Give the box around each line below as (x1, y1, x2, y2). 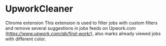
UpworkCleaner (5, 3, 74, 15)
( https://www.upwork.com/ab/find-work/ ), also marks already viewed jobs (5, 30, 161, 36)
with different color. (5, 36, 46, 42)
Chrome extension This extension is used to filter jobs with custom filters (5, 20, 158, 26)
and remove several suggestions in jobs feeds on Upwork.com (5, 25, 136, 31)
